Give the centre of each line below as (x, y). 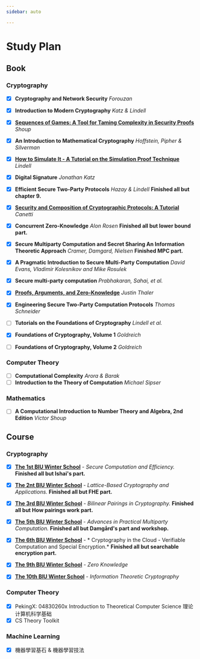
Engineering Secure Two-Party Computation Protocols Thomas (95, 304)
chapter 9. (28, 196)
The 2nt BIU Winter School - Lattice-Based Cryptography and (92, 485)
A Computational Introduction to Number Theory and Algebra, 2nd (99, 411)
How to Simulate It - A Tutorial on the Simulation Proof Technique (97, 159)
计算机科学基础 (33, 614)
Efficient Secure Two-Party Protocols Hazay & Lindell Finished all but (102, 189)
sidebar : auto (24, 12)
